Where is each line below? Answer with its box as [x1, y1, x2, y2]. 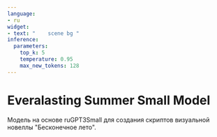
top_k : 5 [20, 50, 45, 57]
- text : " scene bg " [7, 29, 80, 37]
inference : [7, 36, 39, 43]
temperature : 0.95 [20, 56, 73, 63]
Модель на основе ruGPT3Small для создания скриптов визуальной [7, 115, 210, 124]
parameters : [13, 43, 49, 50]
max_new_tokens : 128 [20, 62, 80, 69]
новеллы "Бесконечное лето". [7, 123, 96, 131]
